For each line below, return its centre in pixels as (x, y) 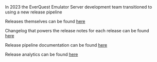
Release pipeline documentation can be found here (56, 45)
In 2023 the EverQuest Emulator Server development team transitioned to (78, 7)
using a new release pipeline (34, 12)
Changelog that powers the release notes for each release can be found (77, 31)
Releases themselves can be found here (45, 21)
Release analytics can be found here (42, 54)
